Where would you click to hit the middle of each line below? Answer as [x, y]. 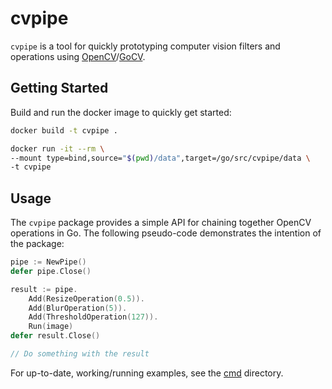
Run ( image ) [51, 327]
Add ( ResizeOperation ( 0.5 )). [86, 298]
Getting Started [59, 88]
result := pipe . [44, 289]
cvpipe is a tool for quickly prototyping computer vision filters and [145, 46]
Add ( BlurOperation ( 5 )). [78, 308]
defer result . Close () [55, 336]
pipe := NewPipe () [48, 262]
